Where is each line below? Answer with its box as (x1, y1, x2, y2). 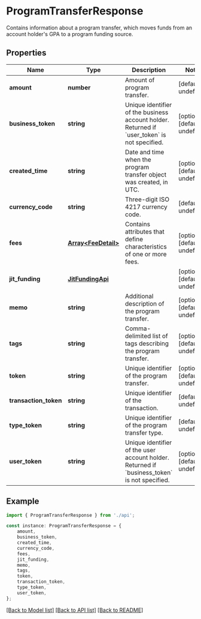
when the (124, 155, 151, 163)
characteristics (124, 242, 167, 250)
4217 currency (124, 202, 167, 211)
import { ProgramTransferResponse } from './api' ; (6, 512, 135, 518)
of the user (124, 445, 156, 454)
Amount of (124, 76, 155, 84)
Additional (124, 292, 154, 300)
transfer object (124, 170, 166, 178)
